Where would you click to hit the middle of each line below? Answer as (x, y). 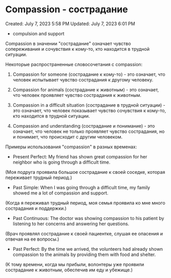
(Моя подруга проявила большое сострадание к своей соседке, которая (85, 172)
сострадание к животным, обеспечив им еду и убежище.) (69, 270)
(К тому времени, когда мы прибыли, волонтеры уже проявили (75, 264)
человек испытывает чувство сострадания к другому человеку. (83, 80)
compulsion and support (38, 33)
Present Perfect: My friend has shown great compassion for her (80, 156)
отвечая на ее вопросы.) (32, 239)
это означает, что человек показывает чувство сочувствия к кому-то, (89, 110)
